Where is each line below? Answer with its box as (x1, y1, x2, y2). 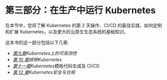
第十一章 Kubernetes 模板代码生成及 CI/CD (12, 63, 100, 69)
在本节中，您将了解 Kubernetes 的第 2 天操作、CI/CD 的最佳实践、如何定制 (5, 22, 162, 28)
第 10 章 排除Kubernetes (12, 56, 62, 62)
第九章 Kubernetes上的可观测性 (12, 50, 77, 56)
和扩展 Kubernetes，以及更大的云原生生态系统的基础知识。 (5, 28, 128, 34)
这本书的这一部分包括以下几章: (5, 39, 70, 46)
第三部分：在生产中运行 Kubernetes (5, 5, 156, 16)
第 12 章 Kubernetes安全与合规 (12, 69, 75, 75)
